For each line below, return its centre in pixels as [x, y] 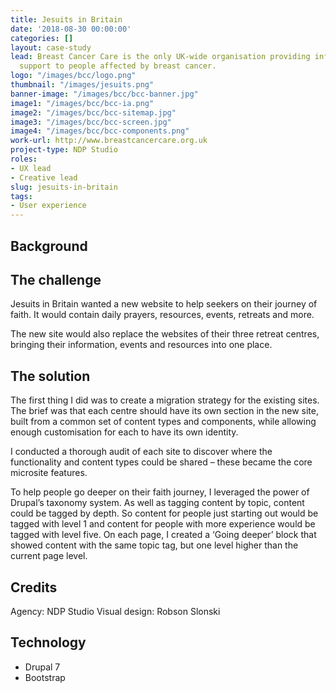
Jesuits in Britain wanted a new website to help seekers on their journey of [164, 304]
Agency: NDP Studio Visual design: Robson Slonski [115, 611]
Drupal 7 [42, 667]
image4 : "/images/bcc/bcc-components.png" [100, 131]
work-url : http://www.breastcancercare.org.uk [109, 141]
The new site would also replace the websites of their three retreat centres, [165, 334]
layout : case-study [51, 47]
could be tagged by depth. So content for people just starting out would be [164, 513]
